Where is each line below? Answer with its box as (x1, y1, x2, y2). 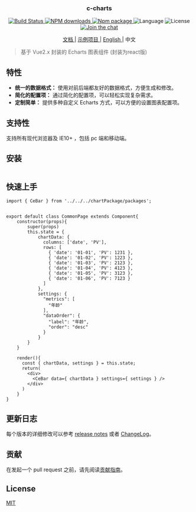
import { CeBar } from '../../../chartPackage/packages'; (6, 198, 152, 204)
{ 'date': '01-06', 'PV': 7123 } (48, 275, 131, 281)
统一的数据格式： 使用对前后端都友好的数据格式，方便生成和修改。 (14, 84, 177, 91)
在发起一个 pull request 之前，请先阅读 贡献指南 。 (6, 466, 126, 473)
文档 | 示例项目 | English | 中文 (63, 36, 136, 43)
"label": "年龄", (48, 319, 90, 325)
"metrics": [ (43, 296, 76, 302)
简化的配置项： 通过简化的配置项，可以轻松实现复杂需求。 (14, 91, 156, 99)
